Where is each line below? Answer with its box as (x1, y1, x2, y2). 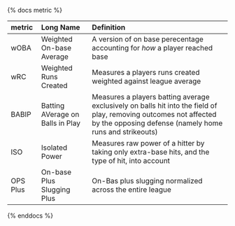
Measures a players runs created (92, 68, 200, 77)
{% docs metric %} (7, 6, 63, 14)
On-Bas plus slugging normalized (92, 176, 203, 185)
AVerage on (41, 110, 80, 119)
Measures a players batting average (92, 92, 210, 101)
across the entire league (92, 185, 171, 195)
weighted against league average (92, 76, 201, 86)
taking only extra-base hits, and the (92, 147, 210, 157)
